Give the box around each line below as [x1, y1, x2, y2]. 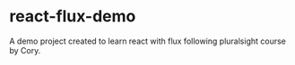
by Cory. [9, 45, 41, 55]
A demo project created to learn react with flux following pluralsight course [9, 36, 287, 46]
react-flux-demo [9, 6, 136, 27]
